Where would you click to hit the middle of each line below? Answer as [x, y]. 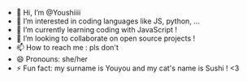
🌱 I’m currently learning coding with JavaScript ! [96, 30]
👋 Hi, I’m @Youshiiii [48, 13]
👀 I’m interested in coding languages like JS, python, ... [108, 21]
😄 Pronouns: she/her [52, 59]
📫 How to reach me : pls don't [67, 47]
